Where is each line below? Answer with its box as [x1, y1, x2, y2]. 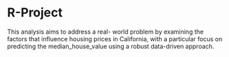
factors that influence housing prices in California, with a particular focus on [7, 34, 223, 43]
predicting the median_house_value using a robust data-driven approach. [7, 42, 215, 50]
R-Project [7, 5, 63, 21]
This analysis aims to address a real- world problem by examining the [7, 27, 204, 36]
